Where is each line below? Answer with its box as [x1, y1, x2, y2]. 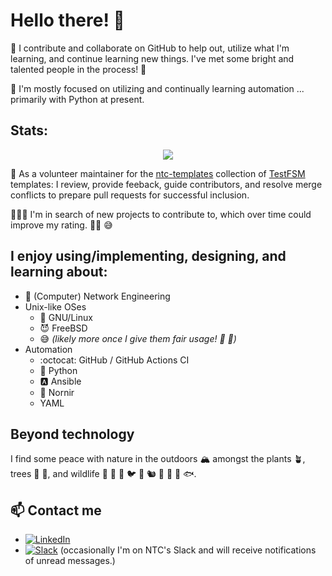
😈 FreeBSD [39, 322, 88, 334]
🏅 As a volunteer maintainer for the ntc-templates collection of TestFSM [10, 167, 306, 179]
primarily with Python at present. [10, 93, 145, 105]
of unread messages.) [24, 555, 116, 567]
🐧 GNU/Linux [39, 311, 93, 323]
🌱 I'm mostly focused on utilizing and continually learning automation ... [10, 82, 305, 94]
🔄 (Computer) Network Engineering [24, 290, 171, 302]
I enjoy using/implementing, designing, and [10, 248, 287, 265]
